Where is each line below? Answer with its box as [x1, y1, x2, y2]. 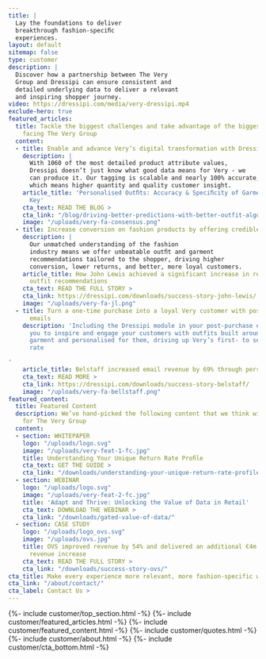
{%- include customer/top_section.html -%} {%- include [8, 609, 192, 618]
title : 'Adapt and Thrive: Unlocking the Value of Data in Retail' [22, 498, 249, 507]
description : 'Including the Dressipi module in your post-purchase [22, 322, 253, 329]
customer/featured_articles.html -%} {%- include [8, 617, 168, 626]
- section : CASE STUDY [15, 521, 90, 529]
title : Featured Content [15, 403, 97, 410]
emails [28, 314, 51, 322]
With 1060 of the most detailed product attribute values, [28, 160, 228, 168]
